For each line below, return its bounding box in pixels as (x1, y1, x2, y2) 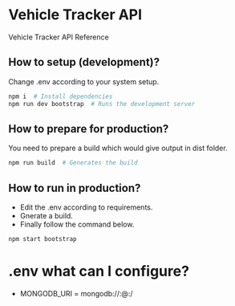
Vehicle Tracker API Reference (8, 32, 110, 42)
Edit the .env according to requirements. (19, 202, 153, 212)
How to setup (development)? (8, 55, 160, 69)
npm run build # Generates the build (8, 159, 138, 167)
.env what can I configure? (8, 263, 190, 280)
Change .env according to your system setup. (8, 76, 160, 86)
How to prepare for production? (8, 122, 169, 136)
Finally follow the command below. (19, 219, 135, 229)
